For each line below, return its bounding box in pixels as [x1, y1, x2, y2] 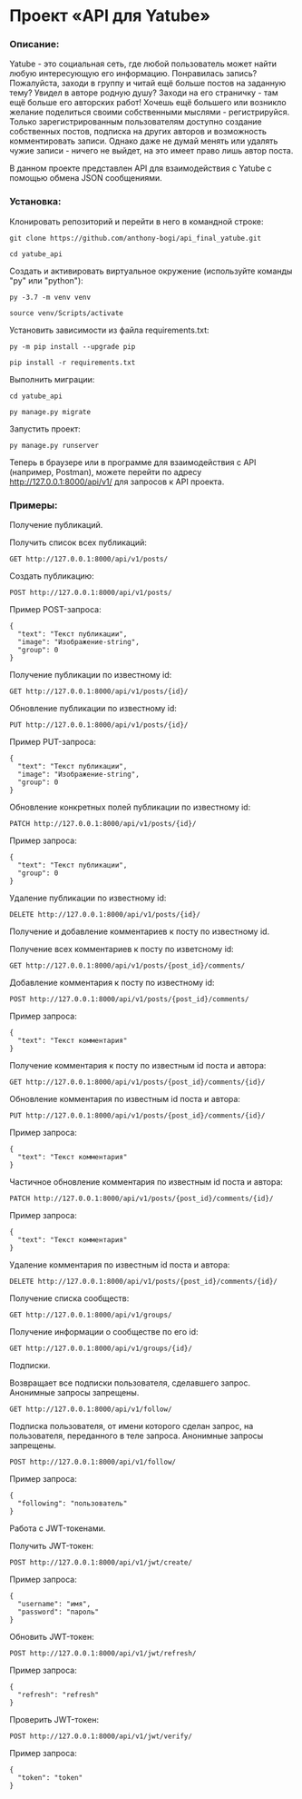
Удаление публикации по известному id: [9, 892, 167, 904]
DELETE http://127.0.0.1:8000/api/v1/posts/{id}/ [9, 910, 201, 919]
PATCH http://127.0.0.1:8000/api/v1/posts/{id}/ [9, 820, 197, 829]
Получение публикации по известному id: [9, 670, 172, 681]
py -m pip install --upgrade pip [9, 342, 136, 351]
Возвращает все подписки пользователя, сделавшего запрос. [9, 1377, 251, 1388]
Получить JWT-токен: [9, 1541, 93, 1552]
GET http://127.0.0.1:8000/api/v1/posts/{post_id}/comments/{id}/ [9, 1078, 266, 1087]
